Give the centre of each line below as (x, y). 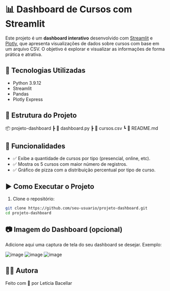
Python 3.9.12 (27, 83)
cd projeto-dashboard (28, 213)
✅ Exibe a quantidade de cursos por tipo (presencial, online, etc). (81, 159)
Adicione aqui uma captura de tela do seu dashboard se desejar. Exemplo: (84, 244)
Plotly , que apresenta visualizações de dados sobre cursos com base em (82, 43)
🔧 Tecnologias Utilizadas (45, 71)
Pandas (21, 94)
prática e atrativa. (24, 54)
